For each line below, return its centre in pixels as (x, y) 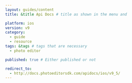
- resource (21, 42)
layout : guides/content (30, 10)
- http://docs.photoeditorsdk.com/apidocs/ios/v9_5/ (65, 73)
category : (15, 33)
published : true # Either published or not (51, 60)
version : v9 (17, 28)
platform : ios (20, 23)
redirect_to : (19, 69)
